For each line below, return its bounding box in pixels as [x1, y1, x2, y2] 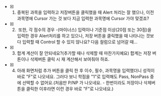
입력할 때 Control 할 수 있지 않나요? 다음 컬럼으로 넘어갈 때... [22, 39, 138, 45]
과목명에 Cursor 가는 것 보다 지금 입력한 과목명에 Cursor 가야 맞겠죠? [17, 16, 150, 21]
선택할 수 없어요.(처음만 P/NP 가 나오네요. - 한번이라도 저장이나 [22, 80, 143, 85]
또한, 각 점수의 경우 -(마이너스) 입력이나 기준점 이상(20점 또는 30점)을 [18, 27, 152, 33]
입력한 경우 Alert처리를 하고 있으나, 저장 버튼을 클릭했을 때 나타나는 [17, 33, 145, 38]
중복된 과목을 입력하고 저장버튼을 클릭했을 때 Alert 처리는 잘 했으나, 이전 [17, 9, 154, 15]
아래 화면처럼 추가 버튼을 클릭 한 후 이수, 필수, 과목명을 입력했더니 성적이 [17, 68, 155, 73]
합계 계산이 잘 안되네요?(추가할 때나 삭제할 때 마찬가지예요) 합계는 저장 [17, 50, 151, 56]
